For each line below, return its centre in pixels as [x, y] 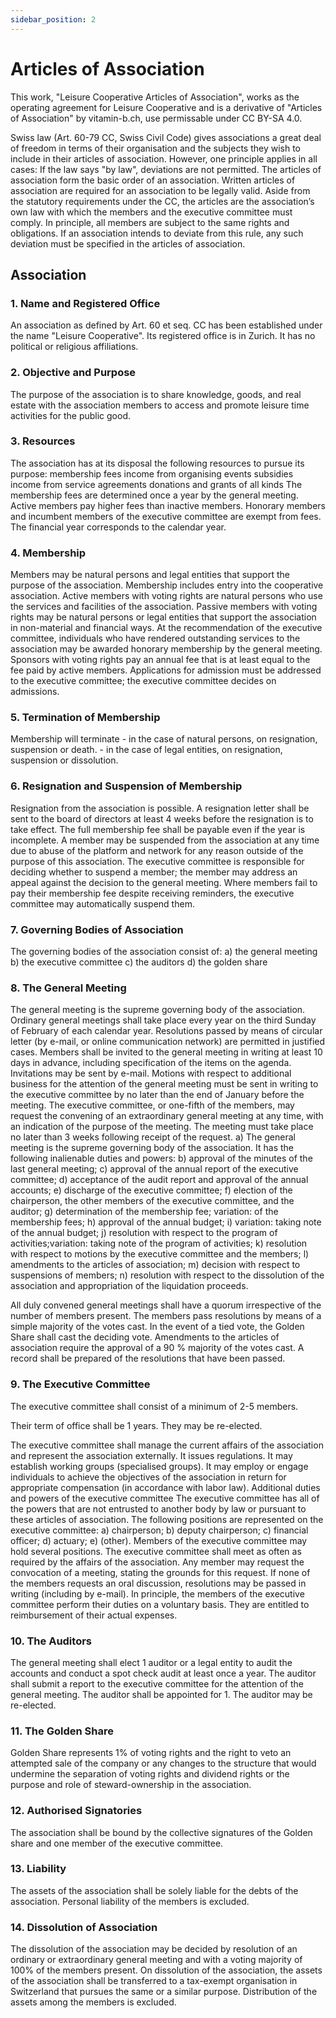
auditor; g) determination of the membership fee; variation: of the [144, 1212]
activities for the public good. [71, 415]
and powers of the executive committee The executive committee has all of [165, 1498]
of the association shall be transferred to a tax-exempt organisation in [154, 1981]
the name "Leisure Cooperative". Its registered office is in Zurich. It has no [163, 336]
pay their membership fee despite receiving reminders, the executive [152, 893]
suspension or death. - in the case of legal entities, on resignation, [146, 750]
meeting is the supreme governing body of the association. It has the [152, 1148]
